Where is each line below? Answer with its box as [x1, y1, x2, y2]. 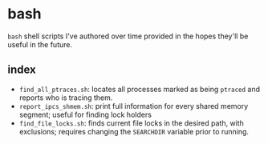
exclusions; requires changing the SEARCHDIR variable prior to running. [18, 126, 250, 136]
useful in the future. [7, 39, 73, 49]
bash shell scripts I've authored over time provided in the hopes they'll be [7, 31, 249, 41]
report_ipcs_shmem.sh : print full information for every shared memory [18, 101, 249, 110]
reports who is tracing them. [18, 93, 113, 102]
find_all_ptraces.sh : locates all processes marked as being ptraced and [18, 84, 261, 94]
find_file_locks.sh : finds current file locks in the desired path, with [18, 118, 244, 128]
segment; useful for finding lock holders [18, 110, 152, 119]
